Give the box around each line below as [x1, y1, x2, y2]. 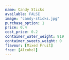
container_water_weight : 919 [5, 34, 64, 39]
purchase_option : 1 [5, 20, 45, 26]
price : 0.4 [5, 25, 27, 30]
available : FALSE [5, 12, 40, 16]
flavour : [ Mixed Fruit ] [5, 43, 53, 48]
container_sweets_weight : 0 [5, 39, 62, 44]
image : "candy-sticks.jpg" [5, 16, 60, 21]
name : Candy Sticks [5, 7, 45, 12]
